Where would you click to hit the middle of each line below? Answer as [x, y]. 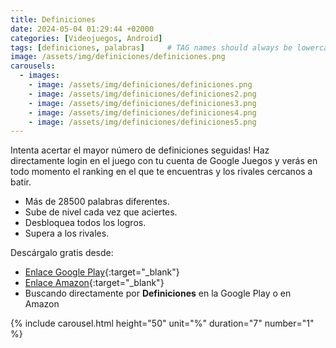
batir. [21, 182]
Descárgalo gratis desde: [62, 253]
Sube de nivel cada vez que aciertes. [101, 212]
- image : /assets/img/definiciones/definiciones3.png [142, 103]
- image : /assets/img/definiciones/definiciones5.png [142, 122]
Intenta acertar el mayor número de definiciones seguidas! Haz [140, 150]
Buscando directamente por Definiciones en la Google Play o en [158, 293]
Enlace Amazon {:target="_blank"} [94, 283]
